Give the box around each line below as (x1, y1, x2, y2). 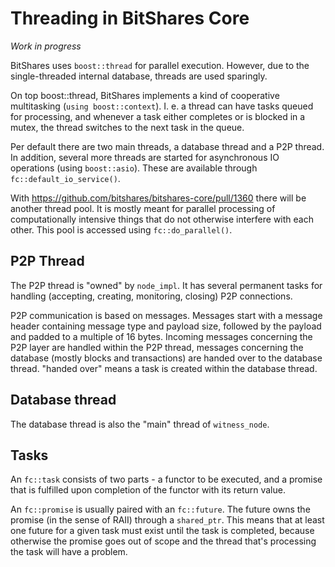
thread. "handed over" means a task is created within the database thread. (10, 362, 318, 374)
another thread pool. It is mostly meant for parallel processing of (10, 202, 276, 214)
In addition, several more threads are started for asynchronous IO (10, 151, 280, 163)
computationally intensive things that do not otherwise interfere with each (10, 213, 314, 225)
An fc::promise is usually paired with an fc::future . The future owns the (10, 503, 311, 516)
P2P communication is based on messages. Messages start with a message (10, 309, 323, 321)
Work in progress (10, 40, 82, 52)
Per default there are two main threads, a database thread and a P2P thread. (10, 140, 325, 152)
